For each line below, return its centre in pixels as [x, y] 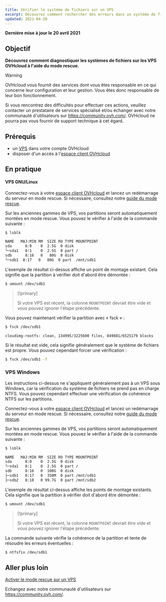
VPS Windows [23, 372]
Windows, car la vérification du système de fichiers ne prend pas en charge [82, 388]
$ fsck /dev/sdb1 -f [26, 360]
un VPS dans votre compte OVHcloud [50, 148]
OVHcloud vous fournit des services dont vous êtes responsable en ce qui [81, 85]
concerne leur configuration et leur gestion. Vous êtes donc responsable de [82, 90]
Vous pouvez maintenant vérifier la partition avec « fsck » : [65, 318]
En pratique [23, 169]
